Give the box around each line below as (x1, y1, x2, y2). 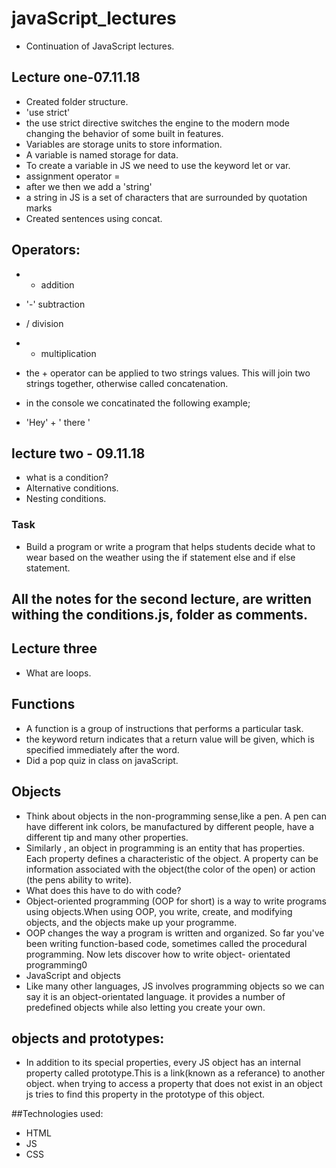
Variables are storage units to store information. (25, 138, 223, 150)
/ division (25, 317, 64, 329)
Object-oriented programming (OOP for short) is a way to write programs (25, 895, 327, 907)
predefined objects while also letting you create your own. (25, 1001, 266, 1013)
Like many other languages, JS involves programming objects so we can (25, 980, 325, 992)
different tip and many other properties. (25, 831, 189, 843)
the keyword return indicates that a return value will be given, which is (25, 733, 315, 745)
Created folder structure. (25, 95, 129, 107)
